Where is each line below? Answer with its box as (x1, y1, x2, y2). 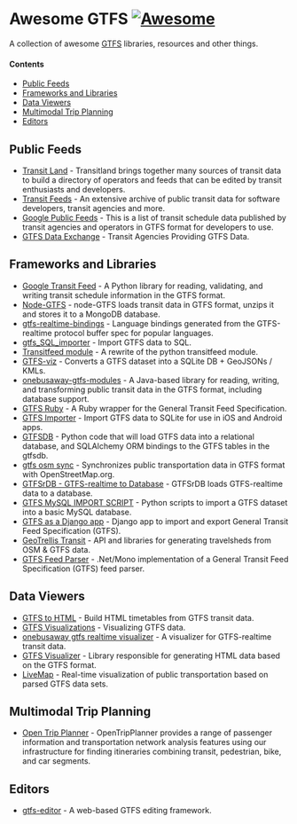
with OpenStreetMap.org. (21, 468, 115, 479)
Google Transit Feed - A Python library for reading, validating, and (21, 280, 263, 291)
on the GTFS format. (21, 659, 98, 670)
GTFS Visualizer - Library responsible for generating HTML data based (21, 650, 281, 661)
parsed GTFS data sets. (21, 679, 109, 689)
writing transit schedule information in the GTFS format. (21, 289, 226, 301)
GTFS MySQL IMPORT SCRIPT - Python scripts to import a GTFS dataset (21, 497, 288, 507)
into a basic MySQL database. (21, 506, 132, 517)
